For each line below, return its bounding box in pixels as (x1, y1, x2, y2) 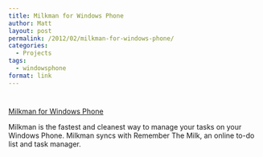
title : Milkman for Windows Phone (8, 11, 125, 20)
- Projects (15, 49, 52, 57)
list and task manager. (8, 138, 82, 149)
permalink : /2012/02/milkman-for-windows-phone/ (8, 34, 175, 43)
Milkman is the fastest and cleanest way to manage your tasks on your (8, 122, 242, 131)
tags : (8, 57, 27, 65)
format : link (8, 72, 52, 80)
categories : (8, 42, 48, 50)
